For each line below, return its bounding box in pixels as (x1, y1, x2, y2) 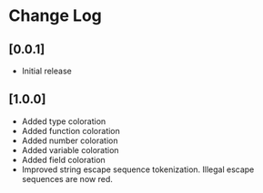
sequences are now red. (21, 173, 113, 184)
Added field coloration (21, 154, 106, 165)
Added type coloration (21, 115, 106, 127)
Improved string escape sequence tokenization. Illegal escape (21, 164, 255, 175)
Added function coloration (21, 125, 120, 136)
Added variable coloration (21, 144, 119, 155)
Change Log (8, 5, 102, 26)
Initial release (21, 65, 72, 76)
